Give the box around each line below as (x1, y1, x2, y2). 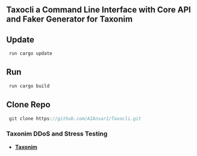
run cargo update (8, 50, 52, 56)
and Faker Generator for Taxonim (6, 14, 133, 25)
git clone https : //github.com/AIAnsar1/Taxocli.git (8, 115, 142, 122)
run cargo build (8, 83, 50, 89)
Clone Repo (6, 100, 51, 110)
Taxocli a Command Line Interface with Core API (6, 5, 191, 15)
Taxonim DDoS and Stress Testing (6, 130, 108, 138)
